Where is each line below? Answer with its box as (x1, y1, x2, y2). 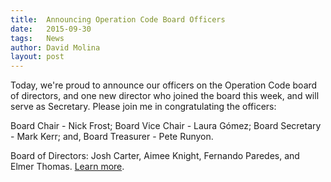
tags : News (10, 33, 65, 43)
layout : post (10, 52, 65, 62)
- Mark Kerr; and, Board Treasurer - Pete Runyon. (10, 131, 214, 143)
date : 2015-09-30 (10, 24, 92, 34)
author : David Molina (10, 42, 101, 53)
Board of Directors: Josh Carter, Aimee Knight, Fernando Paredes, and (10, 150, 300, 162)
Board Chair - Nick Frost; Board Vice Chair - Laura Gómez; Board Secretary (10, 120, 322, 132)
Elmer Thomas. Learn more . (10, 161, 125, 173)
